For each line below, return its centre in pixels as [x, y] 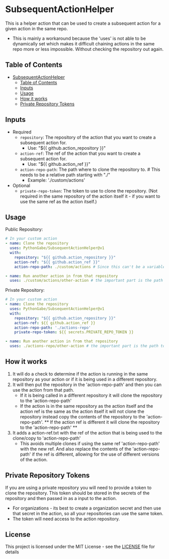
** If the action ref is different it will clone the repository [102, 422]
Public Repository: [24, 229]
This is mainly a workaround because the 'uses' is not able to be [79, 38]
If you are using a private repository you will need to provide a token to [78, 487]
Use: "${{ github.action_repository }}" [67, 148]
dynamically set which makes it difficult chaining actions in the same [83, 43]
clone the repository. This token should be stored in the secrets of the [77, 493]
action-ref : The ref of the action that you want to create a [80, 153]
